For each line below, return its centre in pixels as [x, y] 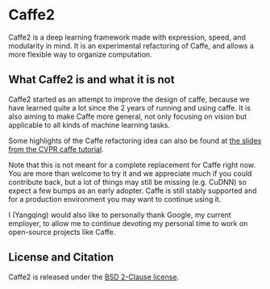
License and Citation [61, 257]
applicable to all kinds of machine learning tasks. [89, 125]
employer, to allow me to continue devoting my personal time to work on [128, 223]
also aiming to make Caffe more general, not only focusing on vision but [128, 116]
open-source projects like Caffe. [62, 232]
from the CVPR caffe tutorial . [56, 149]
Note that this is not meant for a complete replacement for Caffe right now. [132, 165]
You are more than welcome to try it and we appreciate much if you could [130, 173]
